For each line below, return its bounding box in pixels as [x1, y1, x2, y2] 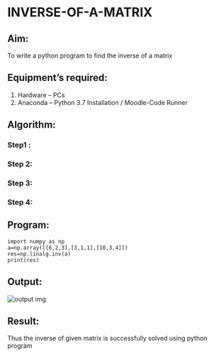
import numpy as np [7, 238, 65, 245]
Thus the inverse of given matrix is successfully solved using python [7, 334, 208, 343]
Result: [7, 315, 40, 327]
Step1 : [7, 140, 31, 150]
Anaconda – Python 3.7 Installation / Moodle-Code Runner [17, 98, 188, 106]
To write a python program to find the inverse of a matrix [7, 51, 173, 60]
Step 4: [7, 197, 33, 207]
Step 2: [7, 159, 33, 169]
